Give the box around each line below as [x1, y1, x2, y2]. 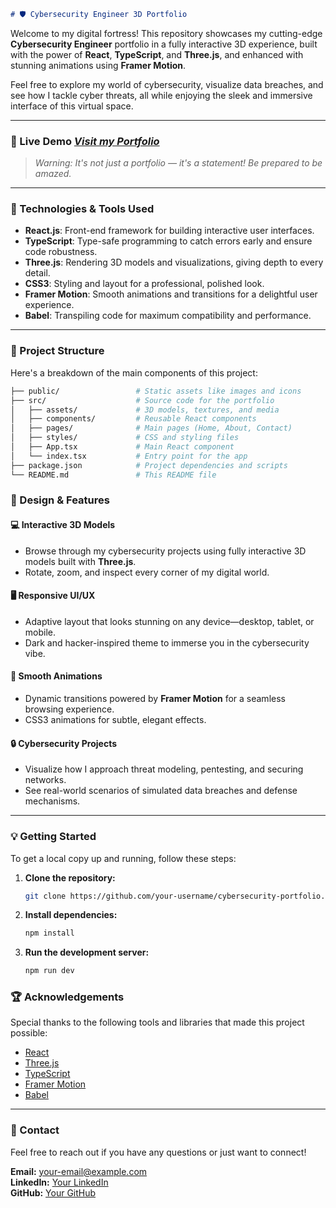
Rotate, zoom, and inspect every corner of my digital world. [24, 566, 270, 578]
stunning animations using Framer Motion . [10, 59, 187, 71]
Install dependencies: [24, 909, 118, 921]
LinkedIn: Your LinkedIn [10, 1176, 109, 1188]
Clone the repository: [24, 871, 116, 884]
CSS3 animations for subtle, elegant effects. [24, 714, 207, 726]
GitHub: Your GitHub [10, 1186, 97, 1199]
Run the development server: [24, 946, 150, 959]
